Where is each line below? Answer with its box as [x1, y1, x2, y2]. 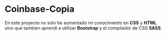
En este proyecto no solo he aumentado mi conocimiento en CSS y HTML [5, 20, 157, 26]
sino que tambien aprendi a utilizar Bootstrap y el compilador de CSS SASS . [5, 25, 162, 31]
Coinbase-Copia [5, 3, 75, 15]
